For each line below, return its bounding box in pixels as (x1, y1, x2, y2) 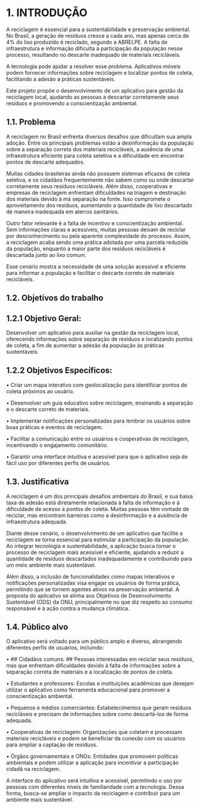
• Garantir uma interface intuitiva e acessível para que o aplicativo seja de (6, 453, 188, 460)
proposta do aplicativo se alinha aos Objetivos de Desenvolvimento (6, 592, 171, 599)
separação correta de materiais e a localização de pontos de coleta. (6, 668, 174, 675)
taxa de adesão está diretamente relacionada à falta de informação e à (6, 499, 180, 506)
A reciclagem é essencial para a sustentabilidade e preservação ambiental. (6, 26, 191, 33)
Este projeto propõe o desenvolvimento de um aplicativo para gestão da (6, 87, 183, 94)
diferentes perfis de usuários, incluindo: (6, 644, 104, 651)
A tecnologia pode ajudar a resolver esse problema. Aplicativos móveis (6, 63, 181, 70)
